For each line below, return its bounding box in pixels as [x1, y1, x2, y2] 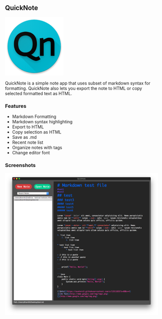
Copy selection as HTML [12, 129, 62, 135]
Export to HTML [12, 124, 44, 130]
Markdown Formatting [12, 114, 57, 119]
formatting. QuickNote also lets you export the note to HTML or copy [5, 85, 142, 91]
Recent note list [12, 139, 44, 145]
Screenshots [5, 162, 36, 169]
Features [5, 102, 27, 109]
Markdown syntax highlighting [12, 119, 73, 125]
